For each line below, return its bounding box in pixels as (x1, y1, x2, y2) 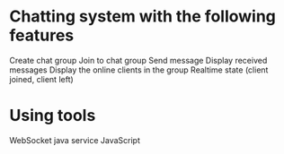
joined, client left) (9, 73, 74, 84)
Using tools (9, 106, 96, 126)
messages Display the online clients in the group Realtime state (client (9, 64, 269, 75)
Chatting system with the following (9, 6, 277, 27)
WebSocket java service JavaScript (9, 134, 141, 145)
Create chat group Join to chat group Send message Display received (9, 55, 268, 65)
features (9, 25, 75, 46)
